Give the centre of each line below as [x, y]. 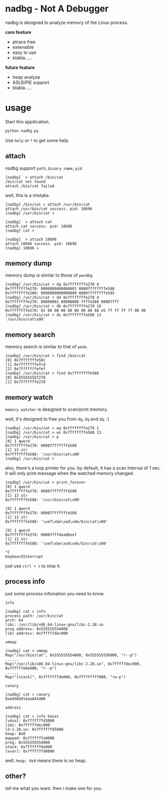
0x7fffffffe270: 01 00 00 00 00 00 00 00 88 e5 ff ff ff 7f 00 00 [76, 311]
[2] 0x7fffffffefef [25, 369]
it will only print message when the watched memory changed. [70, 473]
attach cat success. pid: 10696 [39, 226]
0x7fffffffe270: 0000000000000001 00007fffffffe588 [60, 289]
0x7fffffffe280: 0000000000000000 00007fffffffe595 [60, 293]
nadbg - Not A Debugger [57, 9]
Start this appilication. [27, 122]
